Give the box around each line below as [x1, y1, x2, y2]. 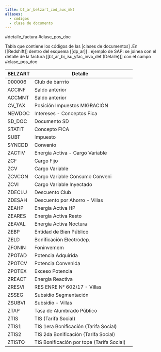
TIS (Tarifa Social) [34, 315, 76, 322]
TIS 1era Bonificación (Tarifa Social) [34, 323, 117, 330]
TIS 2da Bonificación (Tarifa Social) [34, 331, 115, 338]
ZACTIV [7, 150, 25, 156]
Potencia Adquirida [34, 252, 78, 259]
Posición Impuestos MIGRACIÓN [34, 102, 109, 109]
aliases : [5, 12, 23, 17]
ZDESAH [7, 197, 28, 204]
